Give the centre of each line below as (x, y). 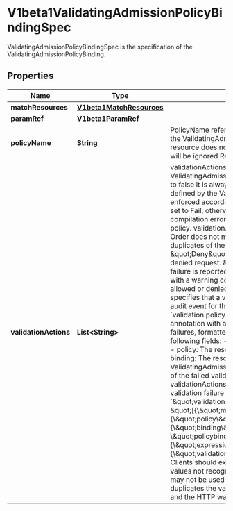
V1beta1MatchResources (120, 107)
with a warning (194, 280)
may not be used (198, 479)
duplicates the (193, 488)
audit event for (194, 305)
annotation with (195, 323)
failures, (183, 332)
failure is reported (199, 271)
